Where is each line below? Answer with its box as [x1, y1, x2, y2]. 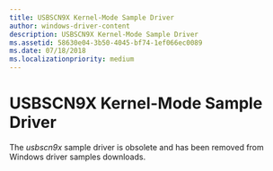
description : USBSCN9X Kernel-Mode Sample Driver [9, 30, 199, 38]
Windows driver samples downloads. [9, 151, 146, 162]
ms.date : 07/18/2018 [9, 47, 87, 56]
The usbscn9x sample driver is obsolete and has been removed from [9, 141, 265, 152]
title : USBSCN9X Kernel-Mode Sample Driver [9, 13, 175, 22]
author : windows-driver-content [9, 21, 130, 30]
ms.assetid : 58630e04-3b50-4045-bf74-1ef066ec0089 [9, 38, 203, 47]
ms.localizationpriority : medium [9, 55, 135, 64]
